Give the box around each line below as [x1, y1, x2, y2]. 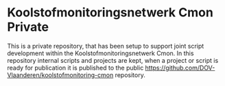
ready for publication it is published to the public [7, 63, 144, 72]
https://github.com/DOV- [145, 63, 215, 72]
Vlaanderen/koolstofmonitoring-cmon [7, 70, 114, 79]
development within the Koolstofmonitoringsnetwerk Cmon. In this [7, 49, 194, 57]
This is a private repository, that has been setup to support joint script [7, 42, 204, 50]
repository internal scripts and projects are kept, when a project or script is [7, 56, 219, 64]
